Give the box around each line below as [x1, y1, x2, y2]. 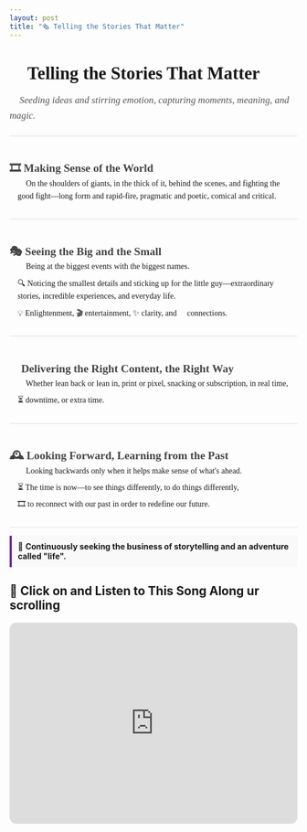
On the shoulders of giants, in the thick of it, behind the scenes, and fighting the [26, 178, 281, 188]
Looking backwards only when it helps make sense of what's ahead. [26, 465, 242, 475]
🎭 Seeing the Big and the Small [9, 245, 162, 259]
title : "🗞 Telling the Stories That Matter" [9, 22, 185, 31]
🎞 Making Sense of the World [9, 162, 153, 175]
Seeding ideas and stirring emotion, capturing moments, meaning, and [19, 94, 290, 106]
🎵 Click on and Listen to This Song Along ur [9, 583, 259, 599]
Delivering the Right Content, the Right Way [21, 362, 235, 375]
